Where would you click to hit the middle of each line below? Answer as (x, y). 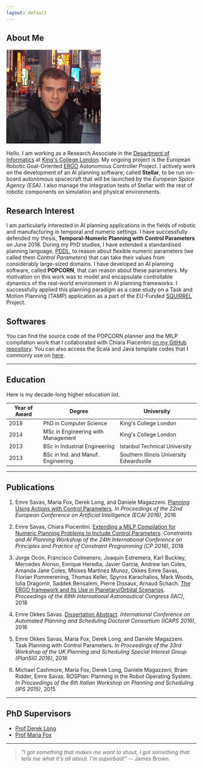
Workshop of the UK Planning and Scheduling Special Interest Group (101, 651)
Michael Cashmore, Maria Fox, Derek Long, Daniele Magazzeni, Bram (101, 670)
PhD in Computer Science (75, 423)
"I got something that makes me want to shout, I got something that (105, 752)
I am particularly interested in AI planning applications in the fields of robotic (101, 225)
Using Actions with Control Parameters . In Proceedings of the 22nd (98, 508)
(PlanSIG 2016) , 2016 (41, 658)
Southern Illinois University (153, 455)
